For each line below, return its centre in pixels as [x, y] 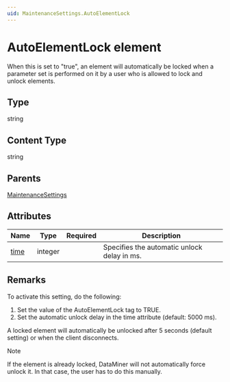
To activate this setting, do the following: [64, 296]
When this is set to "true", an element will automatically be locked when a [111, 66]
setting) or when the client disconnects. [63, 338]
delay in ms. [122, 255]
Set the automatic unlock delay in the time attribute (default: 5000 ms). [117, 317]
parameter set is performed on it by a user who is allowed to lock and [105, 73]
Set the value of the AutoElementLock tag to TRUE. [89, 309]
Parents [24, 178]
